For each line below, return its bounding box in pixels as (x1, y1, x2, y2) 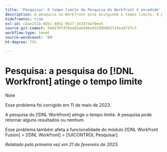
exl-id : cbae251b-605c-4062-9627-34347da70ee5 (5, 21, 103, 26)
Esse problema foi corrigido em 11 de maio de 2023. (5, 102, 111, 108)
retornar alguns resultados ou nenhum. (5, 117, 85, 123)
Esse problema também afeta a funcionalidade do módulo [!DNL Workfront (5, 126, 158, 132)
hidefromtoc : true (5, 16, 43, 21)
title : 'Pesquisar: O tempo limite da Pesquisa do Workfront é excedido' (5, 7, 162, 12)
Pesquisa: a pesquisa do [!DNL (5, 65, 134, 76)
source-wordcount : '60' (5, 35, 55, 40)
